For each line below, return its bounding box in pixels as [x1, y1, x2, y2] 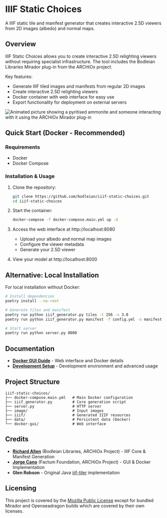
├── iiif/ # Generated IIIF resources [5, 412, 131, 417]
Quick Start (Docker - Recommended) [5, 129, 125, 137]
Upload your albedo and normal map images [19, 236, 111, 242]
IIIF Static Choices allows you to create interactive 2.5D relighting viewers [5, 53, 156, 59]
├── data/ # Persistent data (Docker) [5, 417, 131, 422]
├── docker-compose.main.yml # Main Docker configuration [5, 395, 133, 400]
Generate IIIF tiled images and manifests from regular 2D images [12, 83, 145, 89]
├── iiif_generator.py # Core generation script [5, 399, 126, 404]
